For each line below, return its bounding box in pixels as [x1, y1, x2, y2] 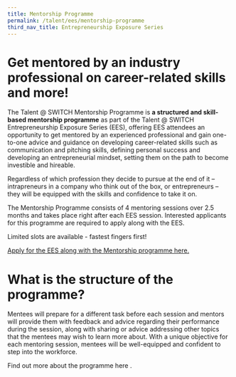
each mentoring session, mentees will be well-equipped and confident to [7, 340, 221, 349]
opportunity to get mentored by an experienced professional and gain [7, 131, 211, 139]
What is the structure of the [7, 271, 173, 287]
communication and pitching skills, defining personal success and [7, 146, 200, 154]
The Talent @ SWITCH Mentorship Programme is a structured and [7, 108, 203, 117]
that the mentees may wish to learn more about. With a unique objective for [7, 332, 228, 341]
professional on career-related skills [7, 69, 226, 85]
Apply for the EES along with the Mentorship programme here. [7, 246, 190, 255]
